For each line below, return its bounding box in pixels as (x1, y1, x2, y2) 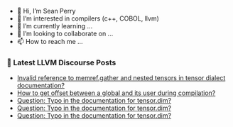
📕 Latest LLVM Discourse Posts (6, 57, 116, 67)
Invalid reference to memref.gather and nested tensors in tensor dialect (16, 74, 226, 82)
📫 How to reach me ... (16, 38, 83, 45)
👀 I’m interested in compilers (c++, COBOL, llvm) (16, 14, 159, 23)
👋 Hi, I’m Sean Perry (16, 7, 76, 15)
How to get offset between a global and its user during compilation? (16, 89, 216, 97)
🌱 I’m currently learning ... (16, 22, 93, 30)
